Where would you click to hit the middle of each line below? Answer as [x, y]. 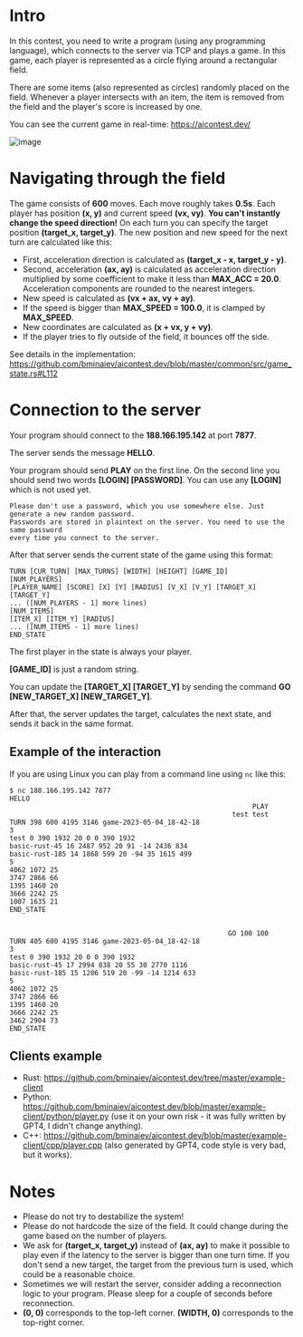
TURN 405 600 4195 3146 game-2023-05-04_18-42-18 [105, 941]
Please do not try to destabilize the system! [103, 1216]
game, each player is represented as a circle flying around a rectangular [143, 60]
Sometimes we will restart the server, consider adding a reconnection [152, 1284]
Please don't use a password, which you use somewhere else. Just [137, 506]
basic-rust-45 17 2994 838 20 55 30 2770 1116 [99, 965]
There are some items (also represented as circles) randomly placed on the [149, 87]
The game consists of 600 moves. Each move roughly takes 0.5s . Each [142, 203]
